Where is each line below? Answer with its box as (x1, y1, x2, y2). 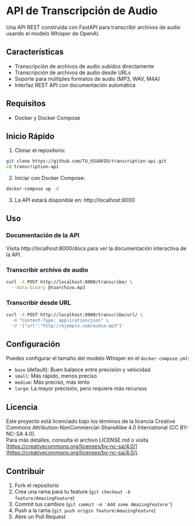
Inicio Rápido (6, 131, 55, 141)
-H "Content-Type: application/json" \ (11, 317, 109, 323)
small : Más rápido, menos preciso (14, 373, 97, 380)
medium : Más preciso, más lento (14, 379, 90, 386)
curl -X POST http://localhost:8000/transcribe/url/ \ (6, 312, 143, 318)
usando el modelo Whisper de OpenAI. (6, 29, 100, 37)
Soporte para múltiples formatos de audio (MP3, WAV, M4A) (14, 75, 160, 82)
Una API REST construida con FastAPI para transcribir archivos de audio (6, 24, 181, 31)
